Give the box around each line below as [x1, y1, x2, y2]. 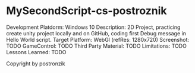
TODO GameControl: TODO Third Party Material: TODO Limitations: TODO [6, 42, 187, 49]
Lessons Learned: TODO [6, 48, 67, 55]
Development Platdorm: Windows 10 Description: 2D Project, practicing [6, 24, 181, 31]
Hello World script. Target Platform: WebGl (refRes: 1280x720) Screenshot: [6, 36, 189, 43]
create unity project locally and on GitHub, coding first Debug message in [6, 29, 186, 36]
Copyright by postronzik [6, 60, 65, 67]
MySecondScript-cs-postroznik [6, 4, 168, 18]
